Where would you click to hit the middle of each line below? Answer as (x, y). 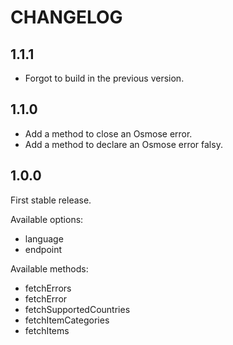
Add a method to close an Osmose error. (108, 133)
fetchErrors (48, 288)
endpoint (43, 249)
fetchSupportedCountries (77, 309)
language (44, 238)
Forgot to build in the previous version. (104, 78)
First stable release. (51, 200)
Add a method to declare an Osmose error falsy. (123, 144)
